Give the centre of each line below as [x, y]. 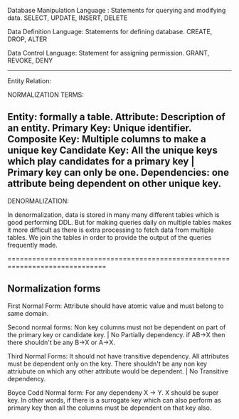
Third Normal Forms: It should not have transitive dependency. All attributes [118, 356]
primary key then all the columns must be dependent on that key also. [110, 408]
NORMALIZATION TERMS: [46, 95]
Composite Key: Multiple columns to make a [107, 139]
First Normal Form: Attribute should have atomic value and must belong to [116, 306]
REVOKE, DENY [30, 60]
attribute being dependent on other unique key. [115, 184]
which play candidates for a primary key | [101, 162]
